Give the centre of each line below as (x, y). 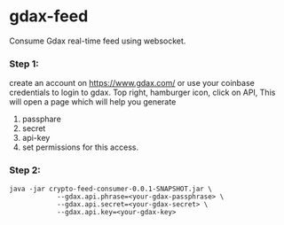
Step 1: (24, 64)
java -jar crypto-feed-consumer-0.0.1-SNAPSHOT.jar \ (111, 189)
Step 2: (25, 170)
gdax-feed (49, 16)
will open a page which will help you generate (93, 102)
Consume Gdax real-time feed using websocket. (98, 41)
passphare (42, 119)
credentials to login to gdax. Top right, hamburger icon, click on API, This (142, 93)
